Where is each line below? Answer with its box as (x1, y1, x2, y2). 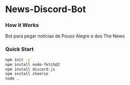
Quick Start (5, 46, 34, 53)
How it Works (5, 22, 39, 29)
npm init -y (5, 57, 30, 62)
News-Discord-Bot (5, 4, 86, 15)
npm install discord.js (5, 67, 56, 72)
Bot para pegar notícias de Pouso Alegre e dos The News (5, 33, 125, 39)
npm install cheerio (5, 71, 49, 76)
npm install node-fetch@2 (5, 62, 60, 67)
